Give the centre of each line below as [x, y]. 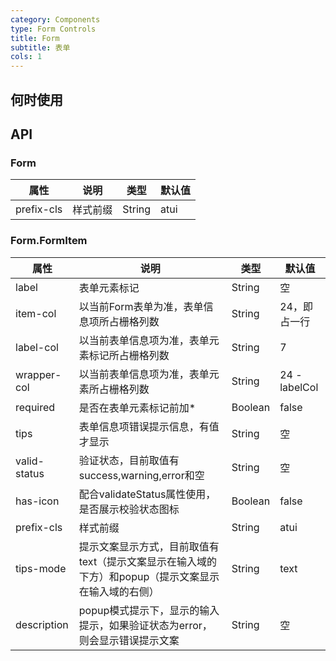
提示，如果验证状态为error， [145, 625]
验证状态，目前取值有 [129, 460]
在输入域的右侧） [119, 591]
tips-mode [41, 568]
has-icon [37, 501]
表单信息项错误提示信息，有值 [149, 426]
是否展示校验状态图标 [129, 509]
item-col [36, 313]
